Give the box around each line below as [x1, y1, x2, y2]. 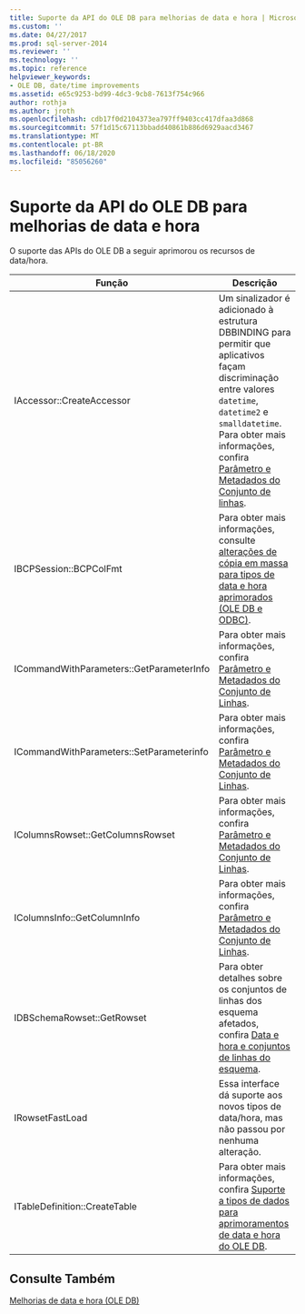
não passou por [218, 1123, 286, 1136]
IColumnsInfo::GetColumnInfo [14, 911, 141, 924]
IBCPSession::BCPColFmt [14, 563, 123, 576]
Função [94, 276, 129, 289]
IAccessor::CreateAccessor [14, 395, 131, 407]
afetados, [218, 1018, 259, 1030]
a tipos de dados [218, 1195, 290, 1208]
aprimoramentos [218, 1218, 290, 1230]
